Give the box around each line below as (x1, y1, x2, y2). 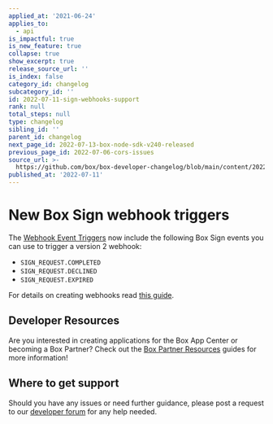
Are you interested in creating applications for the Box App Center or (8, 335, 238, 345)
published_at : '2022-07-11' (8, 171, 104, 179)
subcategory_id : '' (8, 87, 75, 96)
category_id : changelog (8, 80, 89, 88)
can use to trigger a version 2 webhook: (8, 241, 142, 251)
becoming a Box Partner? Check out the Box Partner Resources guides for (8, 343, 257, 354)
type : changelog (8, 118, 63, 126)
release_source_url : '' (8, 65, 89, 73)
